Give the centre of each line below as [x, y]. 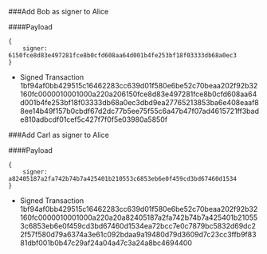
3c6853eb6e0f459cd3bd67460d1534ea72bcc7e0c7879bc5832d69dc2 [138, 226]
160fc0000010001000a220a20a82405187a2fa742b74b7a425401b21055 [139, 217]
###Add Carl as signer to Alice [59, 135]
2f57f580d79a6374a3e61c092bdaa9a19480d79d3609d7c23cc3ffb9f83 [138, 234]
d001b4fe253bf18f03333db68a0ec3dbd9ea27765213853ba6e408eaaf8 [139, 102]
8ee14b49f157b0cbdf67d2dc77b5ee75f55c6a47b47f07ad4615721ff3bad [139, 111]
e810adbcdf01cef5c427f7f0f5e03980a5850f [94, 119]
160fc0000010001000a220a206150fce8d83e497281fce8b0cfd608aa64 [138, 94]
